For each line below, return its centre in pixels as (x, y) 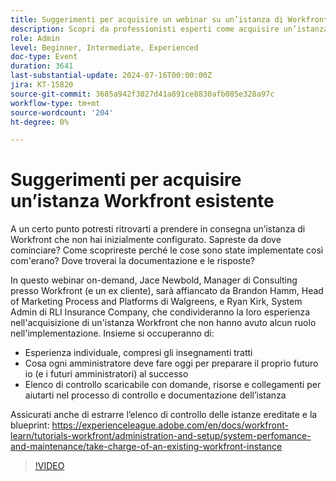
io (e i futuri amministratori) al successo (106, 374)
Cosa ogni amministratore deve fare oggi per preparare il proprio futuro (171, 363)
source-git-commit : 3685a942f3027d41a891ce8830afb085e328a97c (142, 94)
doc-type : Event (44, 57)
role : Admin (35, 38)
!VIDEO (49, 466)
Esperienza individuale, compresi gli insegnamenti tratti (138, 353)
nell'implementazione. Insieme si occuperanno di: (112, 333)
